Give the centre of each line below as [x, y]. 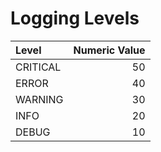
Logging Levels [75, 18]
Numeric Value [109, 50]
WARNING [39, 99]
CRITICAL [38, 67]
